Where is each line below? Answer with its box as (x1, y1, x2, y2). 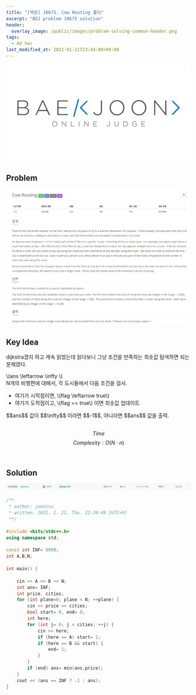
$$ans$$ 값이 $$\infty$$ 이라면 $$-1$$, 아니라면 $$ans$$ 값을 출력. (6, 412, 170, 419)
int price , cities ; (16, 591, 65, 597)
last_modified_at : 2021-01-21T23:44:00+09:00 (6, 47, 119, 53)
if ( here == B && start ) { (37, 640, 104, 646)
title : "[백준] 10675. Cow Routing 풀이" (6, 9, 104, 15)
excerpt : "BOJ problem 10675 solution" (6, 15, 104, 22)
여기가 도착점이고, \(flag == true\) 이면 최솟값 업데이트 (14, 399, 140, 406)
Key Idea (6, 337, 39, 347)
